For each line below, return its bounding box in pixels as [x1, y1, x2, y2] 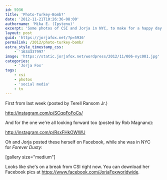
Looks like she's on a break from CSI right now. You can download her [5, 163, 150, 169]
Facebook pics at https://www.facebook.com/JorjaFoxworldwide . [5, 168, 140, 175]
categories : [5, 58, 30, 63]
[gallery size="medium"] [5, 153, 56, 160]
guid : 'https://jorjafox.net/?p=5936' [5, 35, 86, 40]
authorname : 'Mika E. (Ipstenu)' [5, 21, 75, 26]
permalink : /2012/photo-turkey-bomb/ [5, 40, 84, 45]
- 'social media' [14, 81, 50, 86]
